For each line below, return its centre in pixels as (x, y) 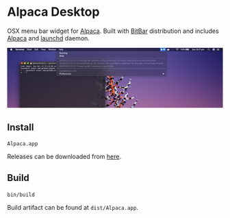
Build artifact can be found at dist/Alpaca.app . (73, 207)
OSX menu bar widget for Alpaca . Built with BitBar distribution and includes (113, 31)
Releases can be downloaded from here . (64, 157)
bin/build (21, 195)
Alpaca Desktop (53, 12)
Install (21, 127)
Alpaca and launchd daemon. (49, 38)
